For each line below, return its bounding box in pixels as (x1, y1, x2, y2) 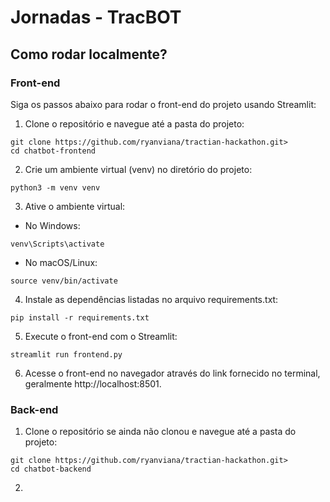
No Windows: (24, 219, 81, 231)
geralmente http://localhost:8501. (24, 377, 162, 390)
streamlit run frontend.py (10, 349, 123, 360)
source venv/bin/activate (10, 276, 118, 286)
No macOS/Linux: (24, 256, 98, 268)
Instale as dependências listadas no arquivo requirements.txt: (24, 293, 279, 305)
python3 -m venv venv (10, 182, 101, 193)
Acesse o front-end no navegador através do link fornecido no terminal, (24, 367, 321, 379)
